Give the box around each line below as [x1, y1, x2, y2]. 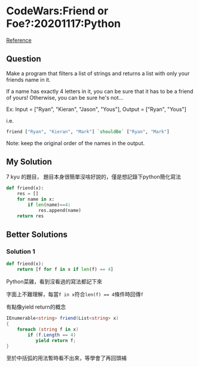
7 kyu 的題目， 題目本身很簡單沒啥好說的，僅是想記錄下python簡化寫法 [6, 173, 181, 180]
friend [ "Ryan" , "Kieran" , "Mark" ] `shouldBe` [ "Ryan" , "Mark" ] [6, 128, 170, 135]
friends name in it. [6, 76, 51, 83]
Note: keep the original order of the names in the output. [6, 139, 145, 147]
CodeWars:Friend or [6, 4, 109, 18]
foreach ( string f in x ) [17, 326, 79, 332]
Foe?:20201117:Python [6, 17, 121, 30]
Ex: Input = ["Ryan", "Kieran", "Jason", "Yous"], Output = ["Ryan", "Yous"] [6, 106, 186, 113]
